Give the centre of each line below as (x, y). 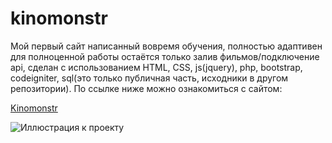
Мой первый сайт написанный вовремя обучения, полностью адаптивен (166, 46)
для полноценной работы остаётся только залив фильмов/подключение (165, 56)
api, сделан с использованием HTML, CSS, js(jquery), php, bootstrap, (156, 67)
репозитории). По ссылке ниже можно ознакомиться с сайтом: (146, 88)
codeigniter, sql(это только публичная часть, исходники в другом (149, 78)
